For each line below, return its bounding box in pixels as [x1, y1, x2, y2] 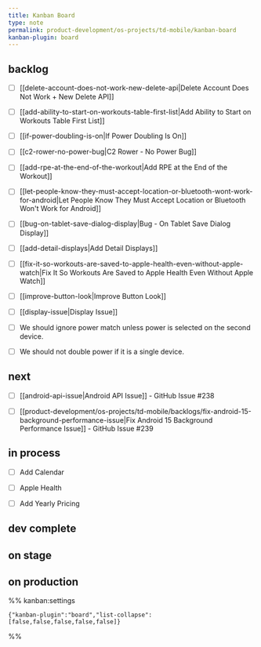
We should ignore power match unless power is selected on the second [19, 322, 251, 332]
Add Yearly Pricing [19, 499, 80, 508]
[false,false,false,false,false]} [8, 618, 121, 626]
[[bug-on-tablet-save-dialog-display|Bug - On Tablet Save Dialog [19, 219, 231, 228]
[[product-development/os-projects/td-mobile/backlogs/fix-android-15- [19, 406, 252, 416]
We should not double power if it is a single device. [19, 347, 184, 356]
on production [8, 575, 79, 588]
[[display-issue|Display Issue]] [19, 307, 118, 316]
